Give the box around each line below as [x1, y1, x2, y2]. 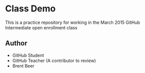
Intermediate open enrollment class [5, 24, 78, 30]
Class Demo [5, 3, 56, 14]
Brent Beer [12, 63, 35, 69]
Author [5, 39, 27, 48]
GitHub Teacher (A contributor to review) [12, 58, 96, 64]
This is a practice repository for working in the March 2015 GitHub [5, 19, 141, 25]
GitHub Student [12, 52, 44, 58]
